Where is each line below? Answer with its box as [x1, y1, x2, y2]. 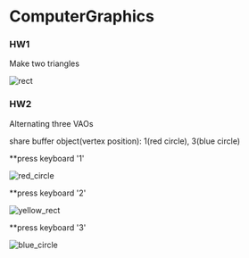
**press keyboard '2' [9, 187, 87, 198]
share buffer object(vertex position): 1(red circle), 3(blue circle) [9, 136, 241, 146]
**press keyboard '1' [9, 153, 85, 163]
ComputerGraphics [9, 6, 154, 27]
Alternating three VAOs [9, 118, 94, 129]
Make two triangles [9, 58, 80, 69]
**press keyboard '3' [9, 221, 87, 233]
